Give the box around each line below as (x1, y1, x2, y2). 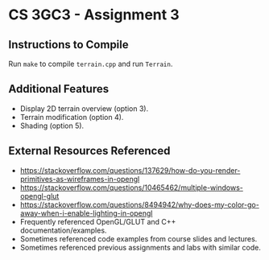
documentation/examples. (19, 225, 107, 235)
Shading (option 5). (19, 121, 85, 130)
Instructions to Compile (8, 38, 129, 52)
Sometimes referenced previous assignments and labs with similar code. (19, 242, 262, 252)
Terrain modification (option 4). (19, 112, 124, 122)
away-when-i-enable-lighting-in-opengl (19, 208, 153, 218)
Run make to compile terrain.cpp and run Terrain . (8, 59, 173, 68)
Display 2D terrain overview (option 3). (19, 103, 149, 113)
